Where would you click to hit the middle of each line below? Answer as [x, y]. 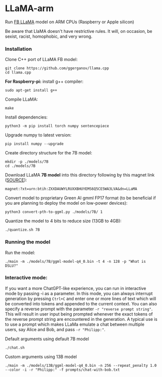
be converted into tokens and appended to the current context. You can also [81, 303]
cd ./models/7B [20, 166]
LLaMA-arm [29, 8]
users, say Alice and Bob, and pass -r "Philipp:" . [55, 329]
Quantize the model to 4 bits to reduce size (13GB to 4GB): [63, 221]
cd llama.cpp [18, 73]
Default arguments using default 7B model [47, 339]
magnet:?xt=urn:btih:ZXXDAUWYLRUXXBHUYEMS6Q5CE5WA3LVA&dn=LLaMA [71, 189]
